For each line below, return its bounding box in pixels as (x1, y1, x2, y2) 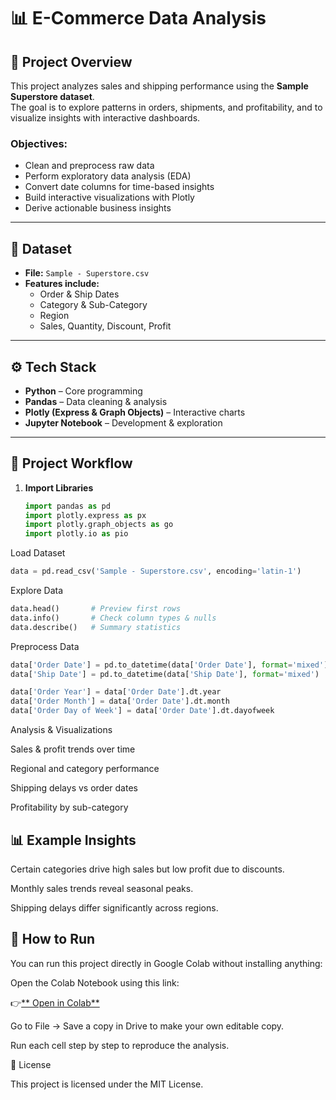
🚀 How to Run (10, 931, 96, 948)
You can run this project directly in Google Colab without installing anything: (10, 957, 323, 969)
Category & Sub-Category (39, 299, 148, 311)
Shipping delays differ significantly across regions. (10, 901, 219, 914)
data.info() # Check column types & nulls (10, 613, 217, 623)
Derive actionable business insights (24, 202, 172, 214)
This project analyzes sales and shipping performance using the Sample (10, 80, 309, 92)
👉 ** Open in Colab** (10, 996, 100, 1009)
